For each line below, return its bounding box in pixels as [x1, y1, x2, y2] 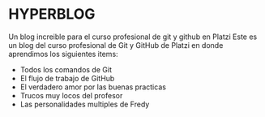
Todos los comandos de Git [19, 64, 112, 74]
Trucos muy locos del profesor [19, 90, 123, 100]
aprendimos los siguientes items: [8, 49, 119, 58]
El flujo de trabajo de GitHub [19, 73, 115, 83]
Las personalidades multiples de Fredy [19, 99, 150, 109]
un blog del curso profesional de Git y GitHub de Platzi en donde [8, 40, 224, 50]
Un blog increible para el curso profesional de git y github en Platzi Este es [8, 32, 258, 41]
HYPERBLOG [8, 5, 96, 24]
